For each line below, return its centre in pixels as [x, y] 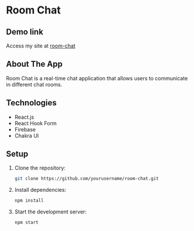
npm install [29, 201]
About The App [34, 64]
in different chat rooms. [34, 84]
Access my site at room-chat [41, 46]
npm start [27, 223]
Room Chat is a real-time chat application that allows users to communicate [97, 78]
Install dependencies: [40, 190]
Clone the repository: [40, 168]
